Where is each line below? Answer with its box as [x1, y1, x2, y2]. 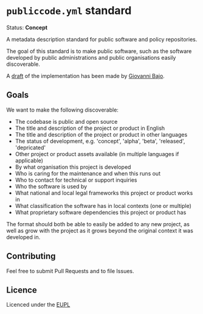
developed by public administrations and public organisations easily [6, 54, 176, 61]
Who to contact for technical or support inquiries [15, 176, 137, 184]
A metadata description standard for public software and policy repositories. [6, 35, 198, 43]
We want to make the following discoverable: [6, 106, 119, 113]
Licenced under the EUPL [6, 301, 71, 309]
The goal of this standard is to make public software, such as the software [6, 47, 192, 55]
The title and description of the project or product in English [15, 124, 165, 132]
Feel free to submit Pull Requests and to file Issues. [6, 267, 134, 274]
